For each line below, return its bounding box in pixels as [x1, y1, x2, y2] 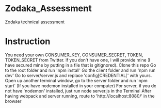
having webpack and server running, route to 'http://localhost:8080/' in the [5, 93, 155, 99]
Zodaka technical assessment [5, 19, 64, 25]
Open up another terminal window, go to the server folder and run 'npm [5, 77, 148, 83]
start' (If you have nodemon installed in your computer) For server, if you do [5, 83, 157, 89]
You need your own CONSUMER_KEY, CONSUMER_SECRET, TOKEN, [5, 52, 143, 58]
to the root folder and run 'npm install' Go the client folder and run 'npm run [5, 67, 156, 73]
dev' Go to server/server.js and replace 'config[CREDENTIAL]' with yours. [5, 72, 152, 78]
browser [5, 98, 22, 104]
